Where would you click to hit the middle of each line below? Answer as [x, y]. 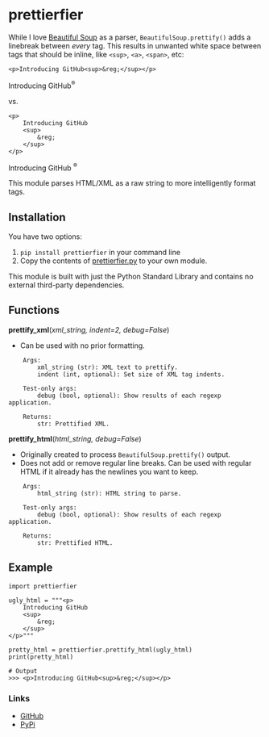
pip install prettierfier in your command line [100, 253]
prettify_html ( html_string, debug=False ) [75, 438]
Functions [34, 310]
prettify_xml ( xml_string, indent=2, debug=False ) [89, 329]
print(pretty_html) [41, 657]
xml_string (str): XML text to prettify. [108, 367]
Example [31, 568]
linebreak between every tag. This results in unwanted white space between [135, 45]
